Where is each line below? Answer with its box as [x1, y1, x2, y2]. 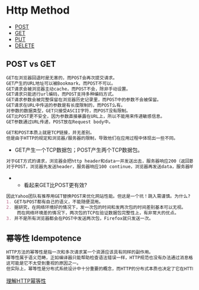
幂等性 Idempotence [6, 233, 82, 243]
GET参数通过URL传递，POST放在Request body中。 [6, 119, 114, 125]
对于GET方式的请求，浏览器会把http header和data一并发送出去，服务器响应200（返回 [6, 158, 190, 165]
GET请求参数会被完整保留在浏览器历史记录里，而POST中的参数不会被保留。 [6, 97, 162, 103]
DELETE [14, 42, 35, 49]
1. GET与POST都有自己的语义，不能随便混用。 [6, 199, 104, 205]
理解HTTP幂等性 [6, 277, 46, 284]
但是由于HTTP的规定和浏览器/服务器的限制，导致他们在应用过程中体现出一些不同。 [6, 135, 178, 141]
